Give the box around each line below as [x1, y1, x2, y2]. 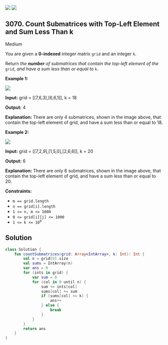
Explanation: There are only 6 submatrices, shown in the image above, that [5, 167, 161, 174]
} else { [41, 303, 59, 308]
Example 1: [5, 75, 29, 81]
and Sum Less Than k [5, 28, 74, 36]
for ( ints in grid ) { [23, 270, 69, 275]
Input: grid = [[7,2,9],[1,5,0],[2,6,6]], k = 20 [5, 148, 94, 154]
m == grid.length [12, 199, 49, 204]
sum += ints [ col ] [41, 284, 78, 289]
